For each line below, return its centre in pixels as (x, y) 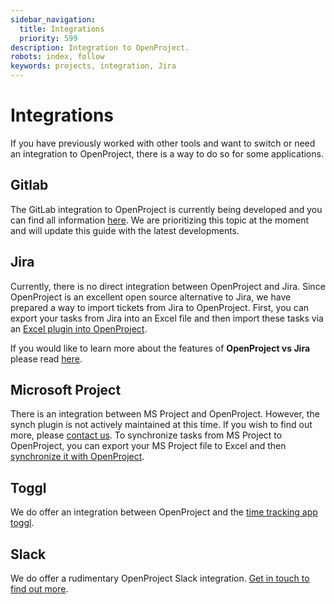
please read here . (46, 358)
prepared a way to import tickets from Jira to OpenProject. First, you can (160, 307)
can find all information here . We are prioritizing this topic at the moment (159, 220)
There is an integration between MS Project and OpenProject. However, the (165, 414)
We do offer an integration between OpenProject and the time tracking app (164, 512)
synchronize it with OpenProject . (77, 457)
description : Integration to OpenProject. (100, 47)
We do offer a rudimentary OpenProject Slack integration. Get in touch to (160, 578)
